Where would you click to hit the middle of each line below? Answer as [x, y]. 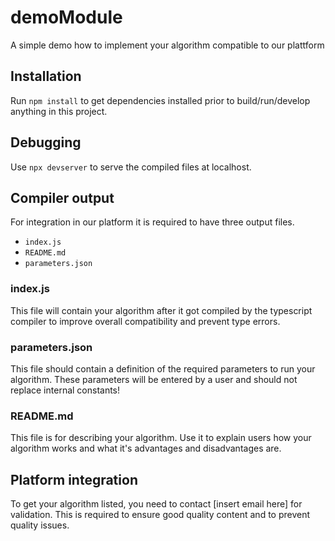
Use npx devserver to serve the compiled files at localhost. [131, 167]
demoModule [66, 17]
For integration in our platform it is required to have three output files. [152, 222]
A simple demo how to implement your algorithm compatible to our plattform [167, 45]
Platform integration [74, 479]
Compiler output [62, 197]
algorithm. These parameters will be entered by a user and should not [154, 379]
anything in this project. [59, 111]
